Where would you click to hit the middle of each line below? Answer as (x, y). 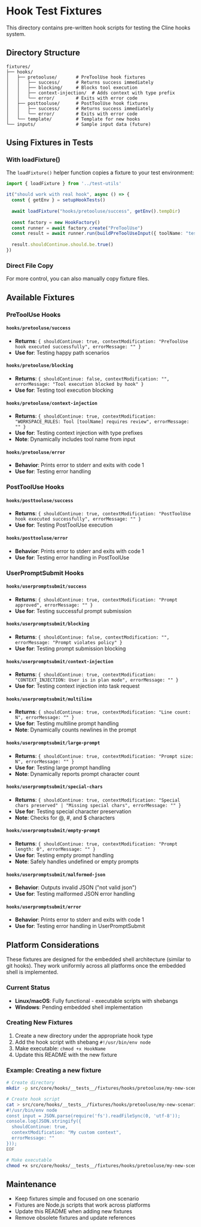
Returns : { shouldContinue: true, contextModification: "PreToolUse (101, 341)
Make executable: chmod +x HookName (60, 1048)
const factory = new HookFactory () (56, 222)
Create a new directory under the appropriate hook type (84, 1035)
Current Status (28, 988)
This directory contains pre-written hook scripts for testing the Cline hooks (98, 28)
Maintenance (31, 1184)
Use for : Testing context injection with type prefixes (79, 433)
